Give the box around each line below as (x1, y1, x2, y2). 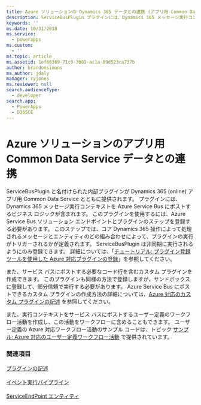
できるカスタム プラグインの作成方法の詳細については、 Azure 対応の (11, 290, 181, 298)
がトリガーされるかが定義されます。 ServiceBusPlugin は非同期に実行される (6, 241, 194, 248)
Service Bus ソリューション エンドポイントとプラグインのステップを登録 (6, 218, 185, 225)
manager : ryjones (6, 76, 50, 82)
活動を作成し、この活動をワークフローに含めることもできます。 (16, 319, 173, 326)
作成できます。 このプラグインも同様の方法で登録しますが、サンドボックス (6, 275, 190, 283)
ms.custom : (6, 43, 33, 49)
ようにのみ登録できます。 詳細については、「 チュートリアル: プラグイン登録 (6, 248, 191, 255)
